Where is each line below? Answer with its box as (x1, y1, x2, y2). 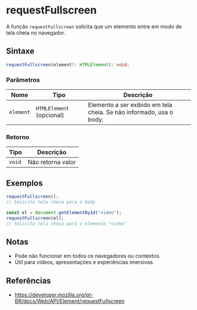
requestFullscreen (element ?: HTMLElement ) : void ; (6, 62, 130, 68)
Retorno (6, 133, 30, 141)
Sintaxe (6, 46, 35, 56)
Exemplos (6, 178, 43, 188)
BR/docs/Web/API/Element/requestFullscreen (14, 298, 125, 305)
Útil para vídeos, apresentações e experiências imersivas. (14, 259, 154, 266)
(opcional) (36, 111, 64, 119)
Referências (6, 275, 52, 285)
